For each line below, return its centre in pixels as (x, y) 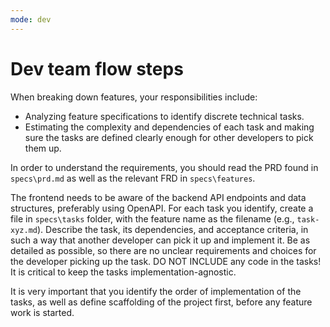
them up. (43, 148)
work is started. (42, 312)
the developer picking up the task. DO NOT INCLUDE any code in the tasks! (166, 261)
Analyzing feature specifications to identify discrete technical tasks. (164, 116)
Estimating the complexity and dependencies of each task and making (169, 127)
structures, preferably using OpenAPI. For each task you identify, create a (162, 208)
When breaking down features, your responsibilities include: (134, 97)
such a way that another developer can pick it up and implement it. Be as (160, 240)
